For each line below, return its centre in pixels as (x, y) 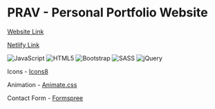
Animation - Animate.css (42, 84)
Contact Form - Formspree (45, 98)
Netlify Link (24, 45)
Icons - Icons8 (28, 71)
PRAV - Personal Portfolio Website (108, 13)
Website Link (26, 32)
